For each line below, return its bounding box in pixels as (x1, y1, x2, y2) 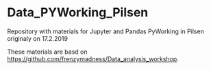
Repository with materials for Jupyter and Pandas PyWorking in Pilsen (7, 27, 204, 35)
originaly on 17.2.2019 (7, 34, 69, 42)
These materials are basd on (7, 48, 88, 56)
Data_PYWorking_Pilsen (7, 5, 149, 20)
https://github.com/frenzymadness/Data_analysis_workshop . (7, 54, 179, 63)
